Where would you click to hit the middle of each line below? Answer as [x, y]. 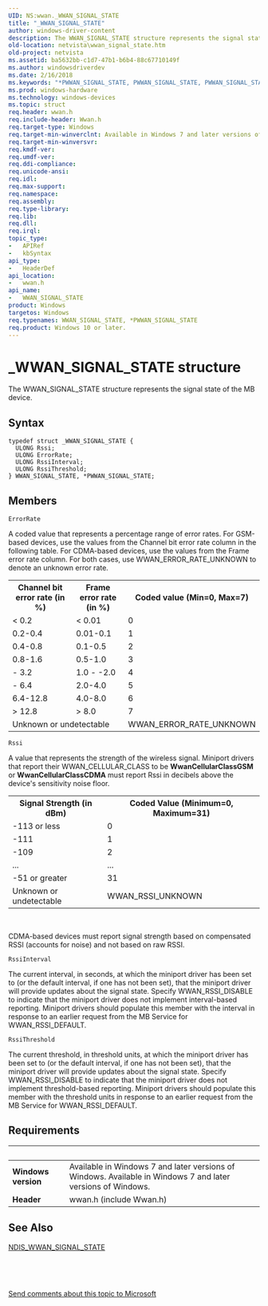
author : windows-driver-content [62, 30]
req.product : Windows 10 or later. [67, 327]
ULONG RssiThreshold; [51, 469]
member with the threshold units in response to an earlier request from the [131, 1097]
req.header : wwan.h [41, 113]
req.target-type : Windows [51, 127]
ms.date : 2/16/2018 [41, 75]
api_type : [25, 260]
